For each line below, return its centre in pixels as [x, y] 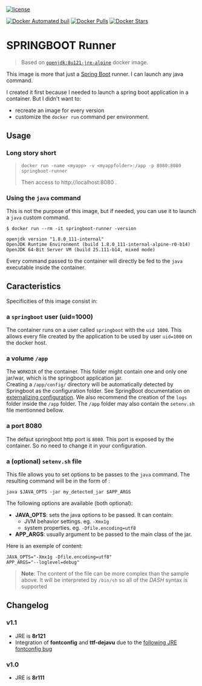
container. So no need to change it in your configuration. [77, 446]
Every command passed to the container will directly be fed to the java [95, 261]
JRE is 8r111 [30, 678]
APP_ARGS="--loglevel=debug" [43, 562]
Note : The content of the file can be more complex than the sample [105, 573]
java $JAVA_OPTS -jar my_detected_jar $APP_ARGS [69, 492]
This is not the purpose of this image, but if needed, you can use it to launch [101, 211]
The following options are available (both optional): [70, 503]
